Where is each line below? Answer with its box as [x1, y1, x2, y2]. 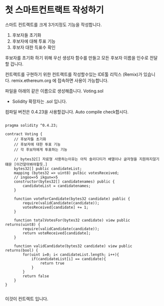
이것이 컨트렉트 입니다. [5, 296, 48, 302]
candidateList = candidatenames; [23, 183, 91, 188]
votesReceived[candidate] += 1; [23, 205, 89, 210]
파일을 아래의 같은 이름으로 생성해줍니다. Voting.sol [5, 88, 104, 94]
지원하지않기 [139, 157, 160, 162]
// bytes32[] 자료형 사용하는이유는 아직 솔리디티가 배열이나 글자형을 [14, 157, 137, 162]
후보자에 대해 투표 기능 [12, 38, 56, 44]
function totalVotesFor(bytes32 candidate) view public [14, 218, 131, 223]
